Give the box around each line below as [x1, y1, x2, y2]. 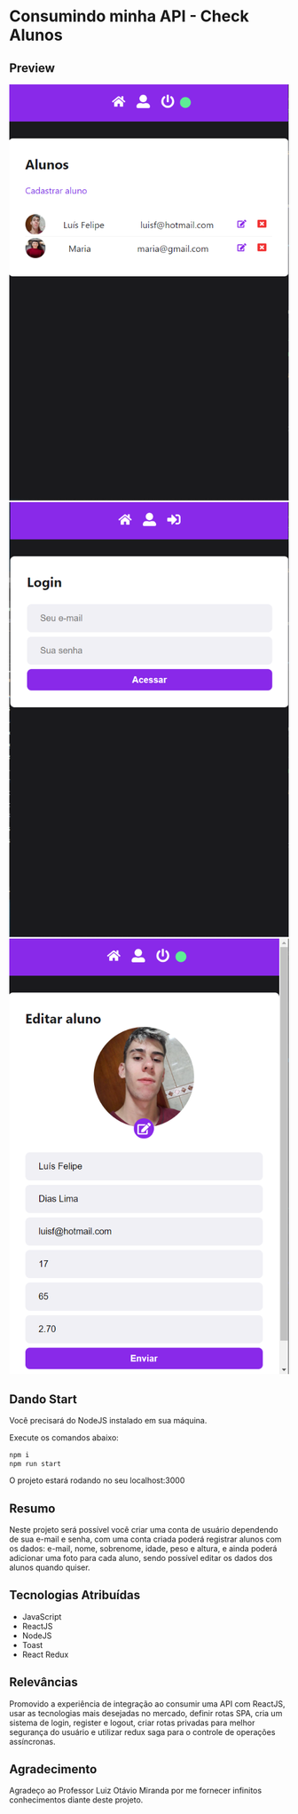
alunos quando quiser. [9, 1562, 90, 1573]
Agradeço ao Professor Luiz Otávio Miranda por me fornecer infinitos [9, 1786, 263, 1796]
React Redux [21, 1649, 69, 1660]
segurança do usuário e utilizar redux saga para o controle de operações [9, 1726, 276, 1737]
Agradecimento [9, 1762, 98, 1777]
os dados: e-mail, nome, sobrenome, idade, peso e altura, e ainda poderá [9, 1542, 278, 1554]
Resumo [9, 1501, 56, 1516]
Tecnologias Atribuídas [9, 1588, 140, 1603]
